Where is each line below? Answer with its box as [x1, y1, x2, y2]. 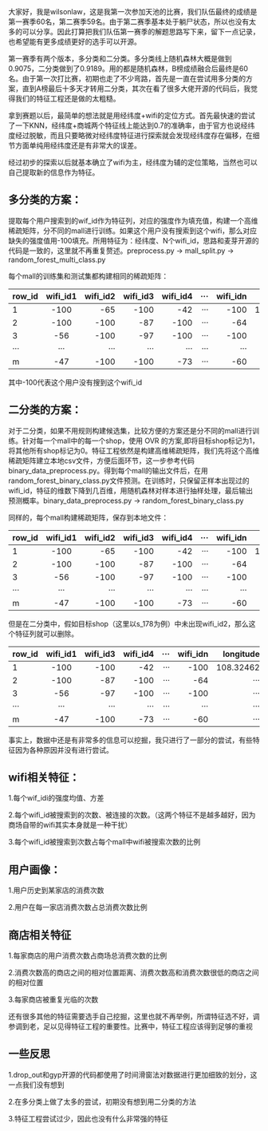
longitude [223, 648, 261, 659]
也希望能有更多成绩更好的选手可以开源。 [8, 37, 141, 46]
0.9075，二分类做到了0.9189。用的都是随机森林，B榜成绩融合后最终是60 [8, 64, 249, 73]
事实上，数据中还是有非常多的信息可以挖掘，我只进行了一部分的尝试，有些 [8, 735, 253, 745]
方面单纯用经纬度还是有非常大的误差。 [14, 140, 141, 150]
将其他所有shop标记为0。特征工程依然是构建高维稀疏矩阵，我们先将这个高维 [8, 445, 260, 455]
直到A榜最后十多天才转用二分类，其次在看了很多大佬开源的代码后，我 [22, 84, 251, 93]
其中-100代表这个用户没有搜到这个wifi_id [8, 378, 143, 387]
